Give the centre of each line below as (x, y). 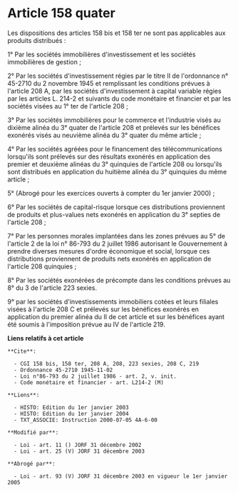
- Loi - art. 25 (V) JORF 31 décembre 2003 (79, 451)
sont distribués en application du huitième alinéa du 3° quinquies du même (117, 171)
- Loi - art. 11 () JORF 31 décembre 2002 (78, 445)
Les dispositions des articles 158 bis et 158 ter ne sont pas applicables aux (117, 33)
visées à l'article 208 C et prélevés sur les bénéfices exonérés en (103, 309)
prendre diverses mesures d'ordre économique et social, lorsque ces (109, 251)
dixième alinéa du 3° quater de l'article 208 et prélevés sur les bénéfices (114, 127)
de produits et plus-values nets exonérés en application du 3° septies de (114, 214)
